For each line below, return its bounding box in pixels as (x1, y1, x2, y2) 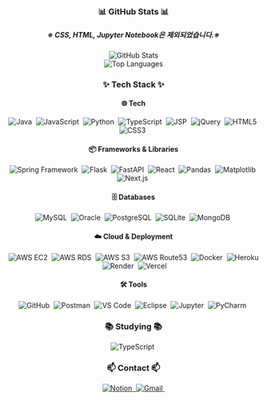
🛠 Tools (119, 279, 148, 289)
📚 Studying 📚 (104, 321, 163, 332)
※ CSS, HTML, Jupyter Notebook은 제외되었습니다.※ (46, 30, 221, 39)
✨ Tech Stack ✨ (102, 78, 165, 89)
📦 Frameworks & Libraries (88, 144, 179, 153)
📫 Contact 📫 (106, 362, 161, 374)
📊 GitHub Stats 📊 (98, 6, 169, 17)
